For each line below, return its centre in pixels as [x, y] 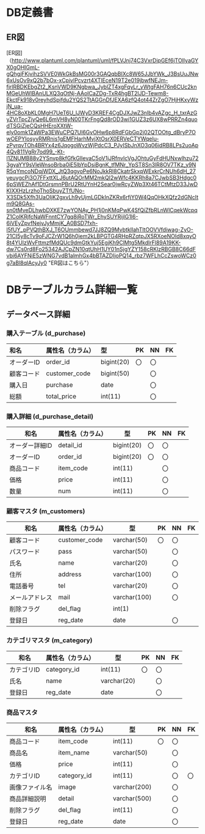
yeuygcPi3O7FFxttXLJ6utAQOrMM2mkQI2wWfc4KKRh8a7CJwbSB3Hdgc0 [102, 177]
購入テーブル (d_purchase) [46, 333]
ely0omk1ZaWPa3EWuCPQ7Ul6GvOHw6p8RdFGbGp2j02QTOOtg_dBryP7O [101, 132]
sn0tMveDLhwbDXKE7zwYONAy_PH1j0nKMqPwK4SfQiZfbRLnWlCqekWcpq [102, 210]
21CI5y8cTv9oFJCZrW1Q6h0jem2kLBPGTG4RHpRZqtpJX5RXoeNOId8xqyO [101, 236]
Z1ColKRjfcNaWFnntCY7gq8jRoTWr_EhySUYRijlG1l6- [72, 217]
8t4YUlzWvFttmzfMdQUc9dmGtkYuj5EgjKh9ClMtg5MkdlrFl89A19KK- [94, 243]
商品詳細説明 [28, 799]
